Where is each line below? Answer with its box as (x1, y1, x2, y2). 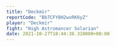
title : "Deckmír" (6, 8, 50, 15)
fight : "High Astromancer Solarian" (6, 25, 99, 32)
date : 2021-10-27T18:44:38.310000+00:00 (6, 31, 111, 37)
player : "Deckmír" (6, 20, 53, 26)
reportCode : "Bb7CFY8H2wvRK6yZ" (6, 14, 88, 20)
